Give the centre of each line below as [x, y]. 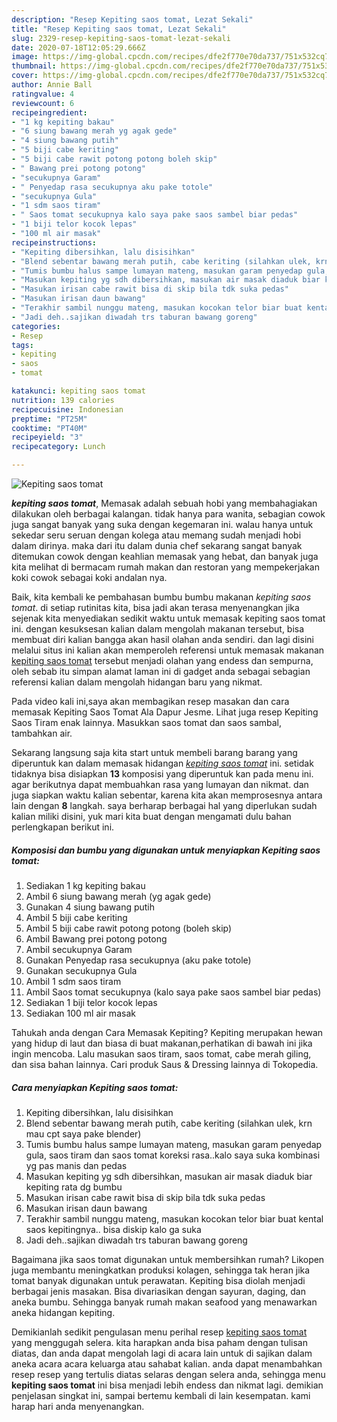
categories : [36, 326]
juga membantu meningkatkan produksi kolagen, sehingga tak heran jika [161, 1270]
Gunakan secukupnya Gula [81, 970]
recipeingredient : [49, 112]
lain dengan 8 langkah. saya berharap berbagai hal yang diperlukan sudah [164, 805]
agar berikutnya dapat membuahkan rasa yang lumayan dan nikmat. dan [160, 784]
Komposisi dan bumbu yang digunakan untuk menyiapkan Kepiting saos [166, 850]
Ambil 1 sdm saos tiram [73, 981]
